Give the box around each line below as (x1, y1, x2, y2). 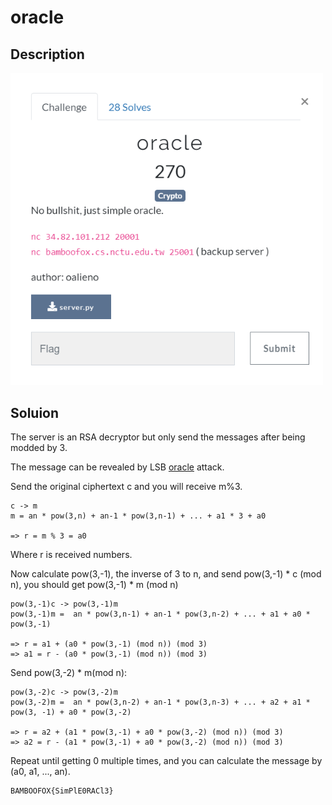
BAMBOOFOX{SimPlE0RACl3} (10, 786, 114, 796)
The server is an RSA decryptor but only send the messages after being (10, 431, 306, 443)
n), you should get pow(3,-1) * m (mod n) (10, 578, 179, 590)
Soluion (10, 404, 60, 421)
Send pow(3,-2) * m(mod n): (10, 666, 128, 678)
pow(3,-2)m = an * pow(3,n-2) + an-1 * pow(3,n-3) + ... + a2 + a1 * (10, 697, 311, 707)
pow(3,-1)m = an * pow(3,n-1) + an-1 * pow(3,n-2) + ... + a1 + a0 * (10, 609, 311, 619)
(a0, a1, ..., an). (10, 765, 71, 777)
